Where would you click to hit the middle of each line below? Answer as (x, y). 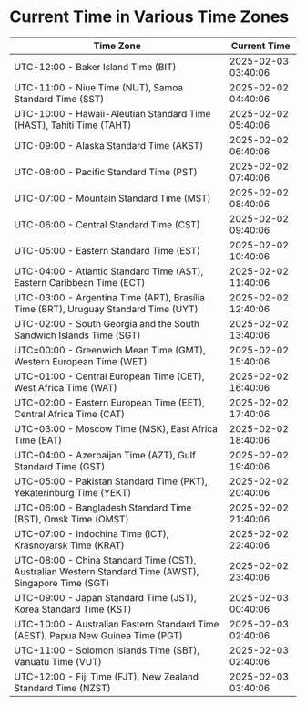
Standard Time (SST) (59, 99)
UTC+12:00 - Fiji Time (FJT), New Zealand (106, 676)
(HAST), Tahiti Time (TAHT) (73, 125)
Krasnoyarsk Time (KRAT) (69, 545)
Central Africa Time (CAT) (70, 414)
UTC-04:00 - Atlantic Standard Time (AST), (109, 271)
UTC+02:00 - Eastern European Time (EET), (109, 402)
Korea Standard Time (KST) (73, 609)
